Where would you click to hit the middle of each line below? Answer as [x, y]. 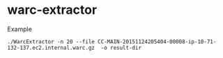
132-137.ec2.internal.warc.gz [51, 48]
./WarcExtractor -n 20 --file [51, 41]
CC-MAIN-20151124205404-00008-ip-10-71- [157, 41]
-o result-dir [121, 48]
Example [20, 29]
